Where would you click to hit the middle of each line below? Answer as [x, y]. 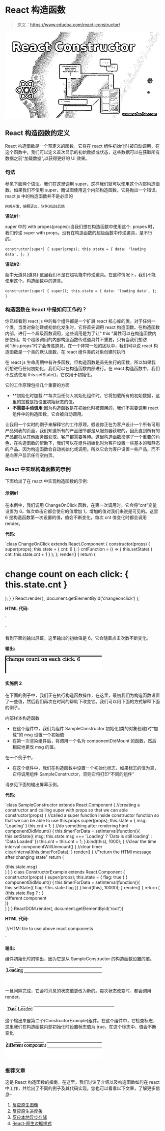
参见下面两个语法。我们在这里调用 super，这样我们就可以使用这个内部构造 [80, 184]
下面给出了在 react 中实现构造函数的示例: [47, 481]
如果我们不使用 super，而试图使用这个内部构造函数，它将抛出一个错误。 [87, 190]
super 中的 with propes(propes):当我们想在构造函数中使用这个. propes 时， [81, 226]
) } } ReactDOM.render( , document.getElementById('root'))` [65, 908]
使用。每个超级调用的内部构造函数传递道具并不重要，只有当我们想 [76, 340]
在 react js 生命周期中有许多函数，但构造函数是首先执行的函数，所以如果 [78, 362]
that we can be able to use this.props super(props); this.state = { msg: [76, 820]
